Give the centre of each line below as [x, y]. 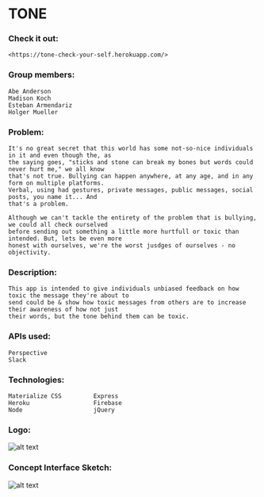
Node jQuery [61, 410]
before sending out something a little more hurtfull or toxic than [124, 232]
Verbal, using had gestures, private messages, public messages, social [131, 190]
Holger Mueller [33, 112]
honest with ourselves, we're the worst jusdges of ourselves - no [122, 246]
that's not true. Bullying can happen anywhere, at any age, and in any [131, 176]
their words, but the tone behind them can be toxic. [99, 317]
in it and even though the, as [60, 155]
